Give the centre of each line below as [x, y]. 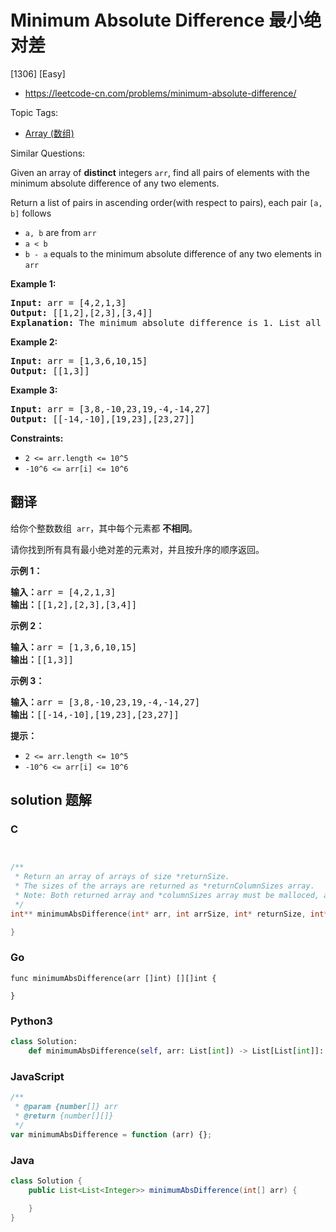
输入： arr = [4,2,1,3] [63, 592]
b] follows [31, 213]
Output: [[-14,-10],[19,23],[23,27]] [103, 419]
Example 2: [34, 342]
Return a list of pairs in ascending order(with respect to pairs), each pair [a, [166, 202]
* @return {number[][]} [64, 1116]
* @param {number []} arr [66, 1107]
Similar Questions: [48, 153]
